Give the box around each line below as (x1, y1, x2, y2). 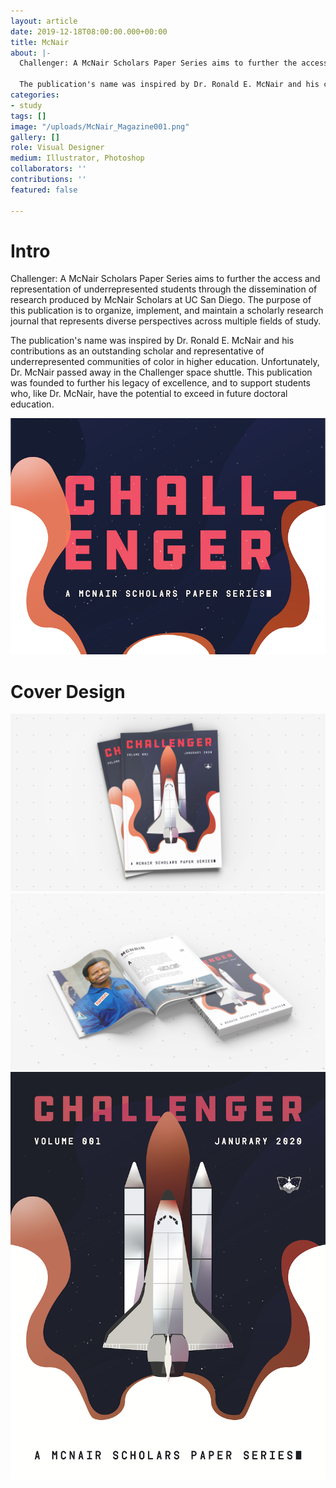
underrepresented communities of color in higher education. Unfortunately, (10, 356, 320, 368)
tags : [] (10, 111, 47, 121)
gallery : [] (10, 132, 60, 142)
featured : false (10, 185, 78, 195)
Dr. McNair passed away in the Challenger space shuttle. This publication (10, 366, 313, 379)
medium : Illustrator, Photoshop (10, 153, 145, 164)
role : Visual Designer (10, 143, 105, 153)
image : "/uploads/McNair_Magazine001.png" (10, 121, 190, 132)
